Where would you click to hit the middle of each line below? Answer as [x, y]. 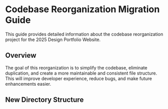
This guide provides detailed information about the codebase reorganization [84, 34]
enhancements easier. [28, 84]
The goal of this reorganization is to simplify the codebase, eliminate [76, 67]
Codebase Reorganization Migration [82, 9]
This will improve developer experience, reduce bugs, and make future [79, 78]
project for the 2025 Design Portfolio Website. [53, 40]
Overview [21, 56]
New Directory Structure [45, 100]
